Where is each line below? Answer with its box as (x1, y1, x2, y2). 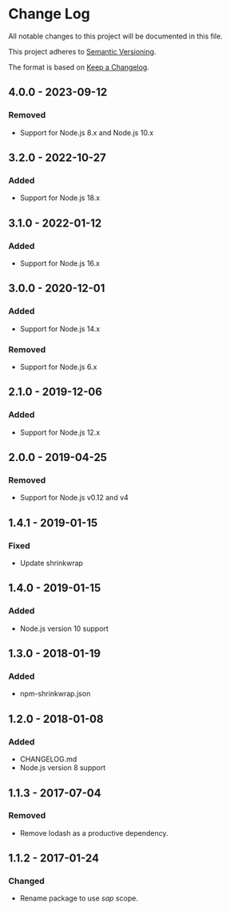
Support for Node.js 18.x (19, 193, 101, 203)
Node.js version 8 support (19, 763, 106, 773)
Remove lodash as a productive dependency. (19, 828, 169, 837)
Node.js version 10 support (19, 624, 109, 633)
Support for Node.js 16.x (19, 259, 100, 268)
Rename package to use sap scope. (19, 893, 138, 903)
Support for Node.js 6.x (19, 362, 97, 371)
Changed (8, 876, 46, 887)
